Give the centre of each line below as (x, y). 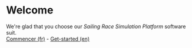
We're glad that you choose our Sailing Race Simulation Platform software (96, 26)
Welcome (30, 10)
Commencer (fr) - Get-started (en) (48, 39)
